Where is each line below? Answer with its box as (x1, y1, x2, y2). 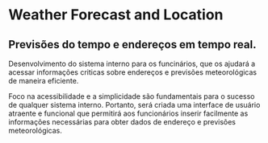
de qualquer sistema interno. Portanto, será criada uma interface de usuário (8, 100, 261, 109)
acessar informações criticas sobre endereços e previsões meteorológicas (8, 67, 258, 77)
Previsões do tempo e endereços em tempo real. (8, 38, 257, 51)
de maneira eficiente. (8, 76, 79, 85)
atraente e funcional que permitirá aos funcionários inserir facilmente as (8, 108, 249, 118)
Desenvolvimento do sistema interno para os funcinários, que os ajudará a (8, 59, 256, 68)
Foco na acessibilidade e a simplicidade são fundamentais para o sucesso (8, 92, 255, 101)
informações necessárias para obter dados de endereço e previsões (8, 117, 237, 126)
